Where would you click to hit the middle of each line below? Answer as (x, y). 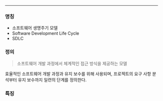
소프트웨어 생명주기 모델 (35, 28)
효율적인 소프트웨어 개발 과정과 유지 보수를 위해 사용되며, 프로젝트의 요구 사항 (78, 73)
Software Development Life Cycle (45, 33)
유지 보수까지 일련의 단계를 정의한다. (52, 80)
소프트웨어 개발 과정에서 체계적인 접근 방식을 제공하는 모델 (72, 63)
